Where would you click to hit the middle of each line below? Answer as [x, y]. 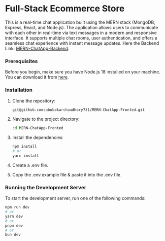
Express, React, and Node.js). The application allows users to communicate [82, 27]
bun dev [13, 235]
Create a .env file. [30, 165]
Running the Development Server [46, 187]
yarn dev [14, 216]
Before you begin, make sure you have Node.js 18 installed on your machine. [83, 72]
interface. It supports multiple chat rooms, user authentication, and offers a [81, 38]
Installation [19, 90]
